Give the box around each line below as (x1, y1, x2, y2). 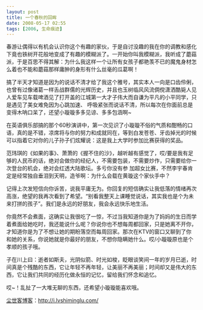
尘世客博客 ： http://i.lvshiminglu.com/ (6, 297, 98, 304)
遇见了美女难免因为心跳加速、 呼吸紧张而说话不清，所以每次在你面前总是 (11, 101, 193, 109)
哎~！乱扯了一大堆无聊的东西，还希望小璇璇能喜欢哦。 (6, 284, 143, 291)
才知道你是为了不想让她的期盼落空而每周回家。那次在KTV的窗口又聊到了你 (6, 228, 192, 236)
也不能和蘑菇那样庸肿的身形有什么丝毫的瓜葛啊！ (16, 66, 139, 73)
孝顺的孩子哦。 (6, 243, 43, 251)
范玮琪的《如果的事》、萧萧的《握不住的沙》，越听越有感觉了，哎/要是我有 (6, 149, 188, 157)
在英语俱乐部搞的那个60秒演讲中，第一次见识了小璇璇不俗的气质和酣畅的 (6, 121, 188, 129)
